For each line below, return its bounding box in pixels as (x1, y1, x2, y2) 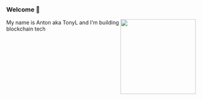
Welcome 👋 (6, 5, 40, 14)
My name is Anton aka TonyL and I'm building (6, 19, 119, 26)
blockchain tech (6, 25, 46, 32)
